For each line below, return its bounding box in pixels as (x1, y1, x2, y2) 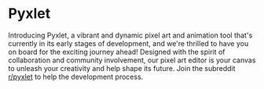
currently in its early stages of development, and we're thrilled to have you (8, 38, 249, 48)
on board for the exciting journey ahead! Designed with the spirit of (8, 47, 225, 56)
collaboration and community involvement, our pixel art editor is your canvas (8, 55, 256, 65)
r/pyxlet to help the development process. (8, 72, 144, 81)
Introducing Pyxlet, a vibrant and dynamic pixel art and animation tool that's (8, 30, 253, 40)
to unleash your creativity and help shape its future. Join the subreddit (8, 63, 236, 73)
